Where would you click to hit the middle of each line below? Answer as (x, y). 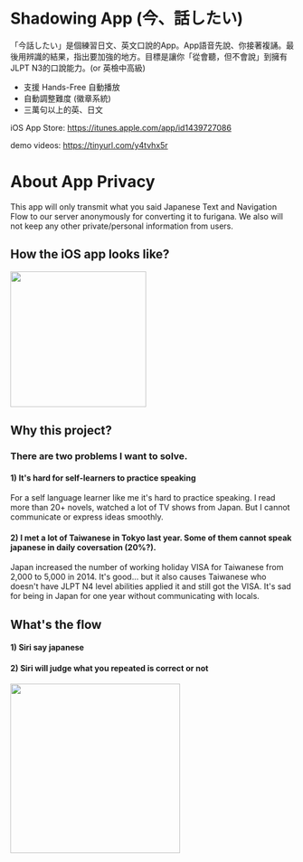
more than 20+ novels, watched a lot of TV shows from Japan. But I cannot (150, 508)
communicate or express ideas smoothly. (87, 517)
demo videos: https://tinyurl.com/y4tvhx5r (89, 145)
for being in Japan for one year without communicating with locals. (135, 596)
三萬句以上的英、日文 (63, 109)
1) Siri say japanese (47, 648)
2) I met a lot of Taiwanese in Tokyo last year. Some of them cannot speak (151, 538)
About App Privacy (83, 182)
